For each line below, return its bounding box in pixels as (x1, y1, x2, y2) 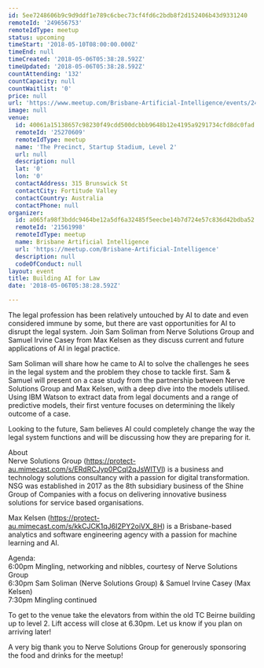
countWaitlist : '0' (8, 84, 72, 93)
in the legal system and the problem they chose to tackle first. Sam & (8, 367, 231, 376)
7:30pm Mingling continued (8, 595, 97, 604)
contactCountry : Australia (15, 194, 104, 202)
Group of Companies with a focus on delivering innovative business (8, 490, 227, 499)
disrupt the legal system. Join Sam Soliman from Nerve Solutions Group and (8, 327, 255, 336)
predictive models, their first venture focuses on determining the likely (8, 401, 236, 409)
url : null (15, 150, 47, 158)
